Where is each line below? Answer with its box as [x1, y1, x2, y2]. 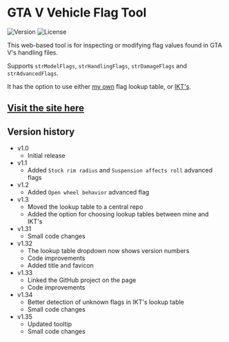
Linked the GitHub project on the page [27, 276, 137, 284]
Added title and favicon [27, 261, 94, 270]
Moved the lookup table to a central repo [27, 203, 143, 211]
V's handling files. [7, 48, 59, 57]
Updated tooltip [27, 320, 72, 328]
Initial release [27, 152, 66, 160]
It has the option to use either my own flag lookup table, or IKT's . [7, 82, 192, 90]
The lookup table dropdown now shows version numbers [27, 247, 190, 255]
